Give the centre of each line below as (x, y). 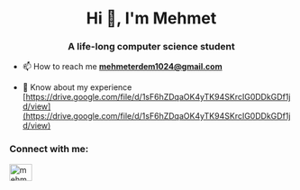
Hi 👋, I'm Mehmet (151, 18)
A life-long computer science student (151, 47)
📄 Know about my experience (77, 87)
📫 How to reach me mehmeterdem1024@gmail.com (122, 67)
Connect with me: (49, 149)
